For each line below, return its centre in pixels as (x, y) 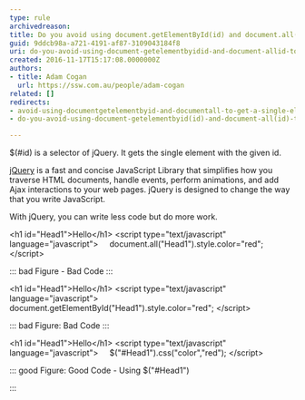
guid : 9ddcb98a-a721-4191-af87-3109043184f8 (95, 43)
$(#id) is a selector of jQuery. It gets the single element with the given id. (145, 153)
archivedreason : (40, 26)
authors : (26, 69)
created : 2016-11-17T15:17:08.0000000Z (85, 60)
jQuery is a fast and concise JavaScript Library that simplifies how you (141, 171)
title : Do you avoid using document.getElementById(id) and (126, 34)
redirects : (30, 102)
